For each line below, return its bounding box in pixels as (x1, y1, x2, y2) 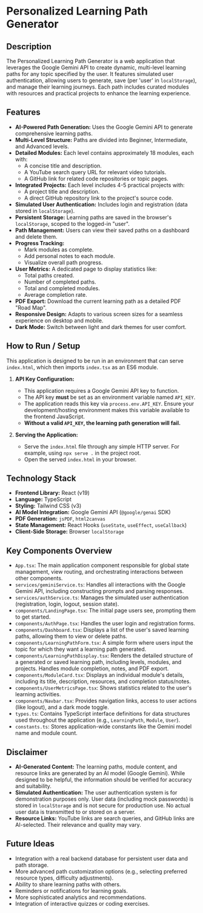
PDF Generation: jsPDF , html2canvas (15, 515, 106, 523)
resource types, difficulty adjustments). (15, 874, 114, 881)
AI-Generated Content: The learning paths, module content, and (15, 763, 178, 770)
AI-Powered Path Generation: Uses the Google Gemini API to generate (15, 123, 193, 131)
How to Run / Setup (6, 341, 81, 351)
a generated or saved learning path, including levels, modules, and (15, 659, 182, 666)
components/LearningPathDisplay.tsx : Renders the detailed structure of (15, 652, 193, 659)
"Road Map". (15, 304, 47, 311)
